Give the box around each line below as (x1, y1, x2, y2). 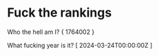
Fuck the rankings (7, 5, 112, 21)
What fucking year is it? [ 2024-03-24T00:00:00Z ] (7, 41, 153, 49)
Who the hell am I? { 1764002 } (7, 28, 95, 36)
